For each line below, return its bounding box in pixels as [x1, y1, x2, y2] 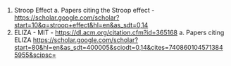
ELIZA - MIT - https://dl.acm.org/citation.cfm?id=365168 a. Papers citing [13, 28, 225, 37]
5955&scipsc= [13, 51, 56, 59]
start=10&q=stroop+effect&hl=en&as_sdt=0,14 [13, 21, 149, 29]
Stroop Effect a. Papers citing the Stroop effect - [13, 6, 155, 14]
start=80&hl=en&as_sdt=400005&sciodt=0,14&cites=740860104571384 [13, 44, 223, 51]
